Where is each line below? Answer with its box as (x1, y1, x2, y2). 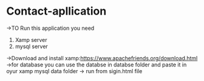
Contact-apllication (6, 4, 107, 18)
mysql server (15, 43, 49, 50)
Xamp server (15, 36, 47, 43)
